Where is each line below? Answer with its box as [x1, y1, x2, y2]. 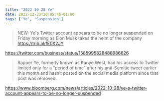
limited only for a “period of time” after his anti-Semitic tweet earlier [17, 65, 157, 71]
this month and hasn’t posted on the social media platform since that [17, 70, 159, 76]
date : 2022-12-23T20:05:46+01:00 [5, 12, 75, 17]
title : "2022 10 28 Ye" [5, 7, 55, 12]
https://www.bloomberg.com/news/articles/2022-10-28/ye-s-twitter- [5, 85, 148, 91]
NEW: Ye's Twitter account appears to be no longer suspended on [17, 30, 154, 36]
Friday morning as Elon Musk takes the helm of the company [17, 35, 142, 41]
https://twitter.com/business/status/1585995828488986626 [5, 50, 129, 56]
